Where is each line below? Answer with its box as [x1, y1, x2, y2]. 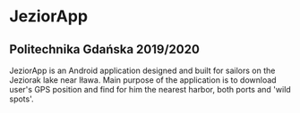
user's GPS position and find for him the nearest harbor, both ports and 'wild [9, 85, 291, 94]
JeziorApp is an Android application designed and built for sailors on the [9, 65, 276, 76]
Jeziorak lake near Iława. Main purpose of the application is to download [9, 75, 277, 85]
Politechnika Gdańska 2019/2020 [9, 42, 200, 57]
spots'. [9, 93, 34, 104]
